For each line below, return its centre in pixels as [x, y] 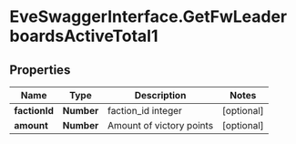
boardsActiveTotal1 [84, 36]
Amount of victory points [161, 125]
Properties [40, 70]
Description [160, 95]
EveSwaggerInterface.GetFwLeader [148, 17]
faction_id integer [145, 111]
